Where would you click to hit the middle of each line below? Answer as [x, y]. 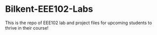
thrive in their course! [27, 28]
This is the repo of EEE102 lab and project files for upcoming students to [78, 23]
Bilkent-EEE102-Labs [49, 9]
